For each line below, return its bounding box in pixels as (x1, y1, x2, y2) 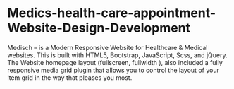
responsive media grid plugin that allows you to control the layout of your (7, 66, 220, 74)
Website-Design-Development (7, 20, 191, 36)
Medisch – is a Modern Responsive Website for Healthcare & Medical (7, 43, 208, 52)
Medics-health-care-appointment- (7, 5, 216, 21)
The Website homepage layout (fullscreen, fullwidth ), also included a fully (7, 58, 223, 66)
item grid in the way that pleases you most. (7, 73, 133, 82)
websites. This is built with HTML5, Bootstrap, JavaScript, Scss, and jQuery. (7, 51, 228, 59)
